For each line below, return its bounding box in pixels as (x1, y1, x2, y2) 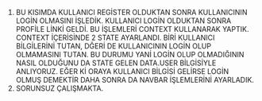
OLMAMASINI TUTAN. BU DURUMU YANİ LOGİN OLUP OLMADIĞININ (15, 50, 245, 59)
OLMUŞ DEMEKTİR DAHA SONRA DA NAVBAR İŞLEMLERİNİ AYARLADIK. (15, 76, 254, 84)
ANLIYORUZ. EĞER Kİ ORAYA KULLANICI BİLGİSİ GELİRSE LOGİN (15, 67, 229, 76)
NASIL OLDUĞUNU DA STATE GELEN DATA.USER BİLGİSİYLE (15, 58, 217, 68)
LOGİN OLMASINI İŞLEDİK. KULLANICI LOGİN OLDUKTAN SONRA (15, 16, 232, 25)
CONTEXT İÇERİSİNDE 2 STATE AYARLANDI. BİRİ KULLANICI (15, 33, 215, 42)
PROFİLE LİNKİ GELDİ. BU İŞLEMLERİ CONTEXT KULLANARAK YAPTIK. (15, 25, 249, 33)
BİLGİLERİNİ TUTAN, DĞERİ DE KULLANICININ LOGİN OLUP (15, 41, 212, 51)
